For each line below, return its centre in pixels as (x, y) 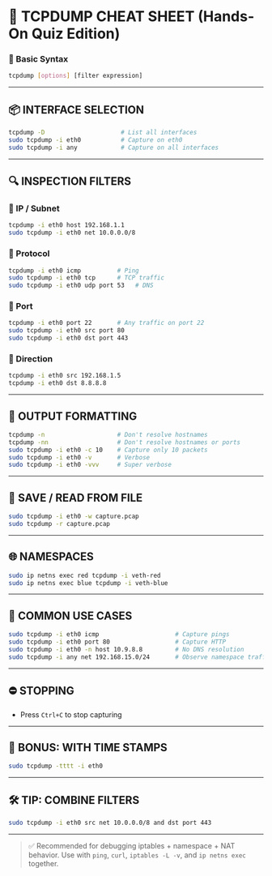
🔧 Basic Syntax (38, 59)
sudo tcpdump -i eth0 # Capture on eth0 (96, 140)
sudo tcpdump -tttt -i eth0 (56, 766)
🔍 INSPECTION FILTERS (70, 182)
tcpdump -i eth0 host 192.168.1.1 (67, 225)
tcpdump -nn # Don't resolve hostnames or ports (125, 442)
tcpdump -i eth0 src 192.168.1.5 (65, 376)
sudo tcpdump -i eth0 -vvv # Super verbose (90, 465)
